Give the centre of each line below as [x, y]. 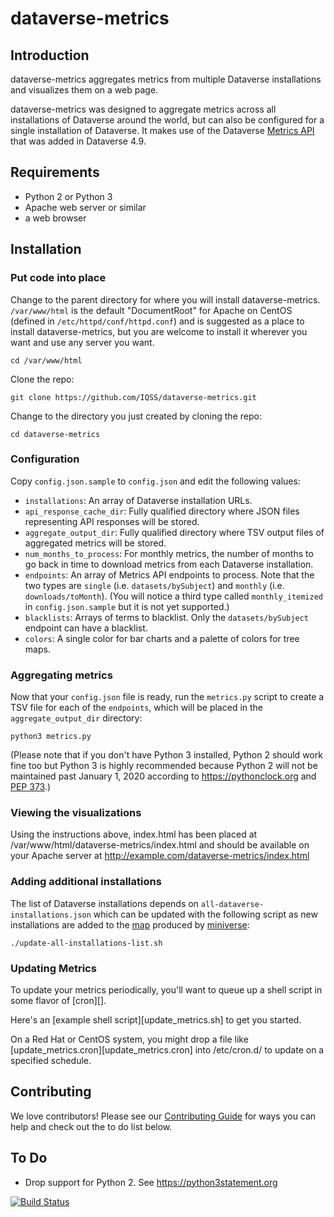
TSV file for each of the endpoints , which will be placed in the [137, 708]
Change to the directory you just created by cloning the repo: [136, 416]
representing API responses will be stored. [112, 521]
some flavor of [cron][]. [58, 1000]
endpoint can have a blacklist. [86, 628]
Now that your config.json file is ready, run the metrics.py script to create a [167, 697]
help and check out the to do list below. [91, 1126]
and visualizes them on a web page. [84, 90]
